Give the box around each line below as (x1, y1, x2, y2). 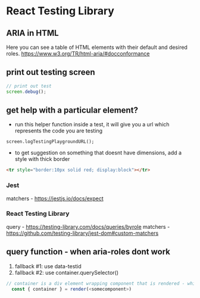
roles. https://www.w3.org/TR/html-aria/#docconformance (6, 50, 150, 57)
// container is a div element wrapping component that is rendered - (6, 280, 185, 287)
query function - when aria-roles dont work (6, 247, 171, 257)
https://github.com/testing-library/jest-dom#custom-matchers (6, 229, 159, 237)
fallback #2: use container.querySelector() (14, 269, 119, 276)
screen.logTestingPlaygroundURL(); (6, 139, 95, 145)
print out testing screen (6, 67, 95, 77)
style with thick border (14, 156, 70, 163)
